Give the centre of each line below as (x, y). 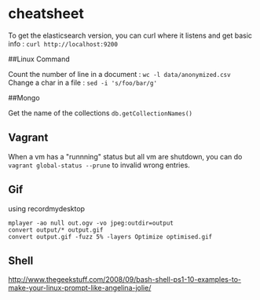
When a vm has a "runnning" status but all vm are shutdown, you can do (125, 156)
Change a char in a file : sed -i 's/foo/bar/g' (83, 82)
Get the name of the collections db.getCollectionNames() (101, 113)
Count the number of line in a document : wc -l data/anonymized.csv (119, 74)
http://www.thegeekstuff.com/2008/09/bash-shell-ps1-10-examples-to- (125, 280)
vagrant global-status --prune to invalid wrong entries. (99, 165)
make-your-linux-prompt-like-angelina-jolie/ (80, 288)
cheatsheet (46, 14)
